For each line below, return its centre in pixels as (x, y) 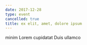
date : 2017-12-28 (23, 10)
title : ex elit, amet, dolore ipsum (43, 23)
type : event (18, 14)
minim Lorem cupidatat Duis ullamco (43, 38)
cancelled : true (22, 19)
